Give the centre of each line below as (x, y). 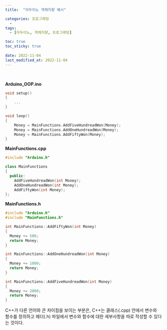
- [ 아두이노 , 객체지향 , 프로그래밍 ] (41, 33)
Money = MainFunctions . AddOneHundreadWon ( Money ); (67, 130)
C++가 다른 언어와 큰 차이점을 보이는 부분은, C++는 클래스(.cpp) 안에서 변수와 (81, 310)
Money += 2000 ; (25, 291)
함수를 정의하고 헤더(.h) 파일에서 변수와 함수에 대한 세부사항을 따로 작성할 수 (79, 317)
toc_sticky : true (23, 46)
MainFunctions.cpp (26, 149)
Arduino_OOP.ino (23, 84)
